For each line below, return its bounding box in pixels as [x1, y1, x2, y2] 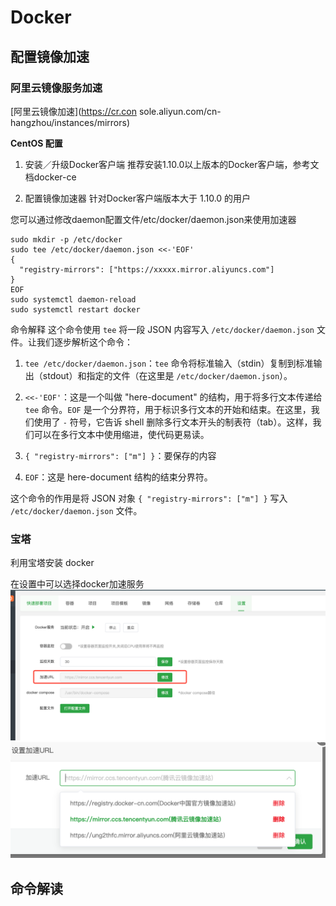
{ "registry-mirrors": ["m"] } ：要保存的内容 [24, 449, 217, 461]
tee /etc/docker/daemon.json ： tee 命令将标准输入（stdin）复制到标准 [24, 357, 314, 369]
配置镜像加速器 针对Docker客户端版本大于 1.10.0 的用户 [24, 192, 252, 204]
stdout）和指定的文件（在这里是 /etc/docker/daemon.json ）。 [42, 369, 293, 381]
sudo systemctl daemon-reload [10, 294, 137, 305]
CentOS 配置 [10, 137, 63, 149]
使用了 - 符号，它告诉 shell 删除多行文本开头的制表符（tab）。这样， [33, 416, 313, 428]
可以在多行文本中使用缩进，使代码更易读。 [33, 428, 210, 440]
